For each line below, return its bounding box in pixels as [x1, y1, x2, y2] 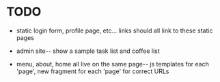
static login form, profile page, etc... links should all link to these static [16, 26, 213, 35]
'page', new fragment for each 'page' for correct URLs [16, 67, 169, 75]
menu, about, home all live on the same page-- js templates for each [16, 60, 209, 68]
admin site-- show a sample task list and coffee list [16, 47, 160, 55]
